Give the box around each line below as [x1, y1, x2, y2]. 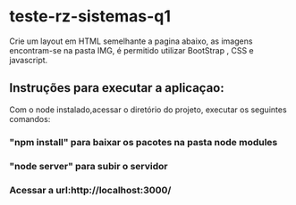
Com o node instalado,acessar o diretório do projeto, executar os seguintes [9, 104, 288, 115]
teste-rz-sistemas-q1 [9, 6, 172, 27]
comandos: [9, 113, 51, 124]
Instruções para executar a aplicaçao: [9, 80, 225, 95]
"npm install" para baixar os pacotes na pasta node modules [9, 135, 278, 148]
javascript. [9, 54, 48, 65]
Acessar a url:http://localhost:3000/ [9, 184, 172, 196]
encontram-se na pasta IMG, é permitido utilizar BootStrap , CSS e [9, 45, 254, 55]
